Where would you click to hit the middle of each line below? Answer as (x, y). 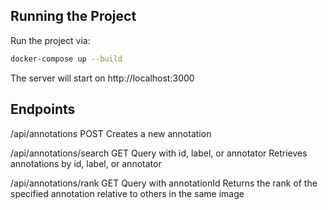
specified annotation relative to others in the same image (127, 193)
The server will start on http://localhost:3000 (102, 78)
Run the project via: (50, 40)
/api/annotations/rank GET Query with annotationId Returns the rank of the (164, 183)
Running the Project (73, 16)
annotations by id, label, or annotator (86, 163)
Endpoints (43, 109)
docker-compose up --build (66, 59)
